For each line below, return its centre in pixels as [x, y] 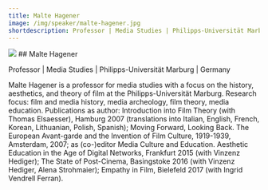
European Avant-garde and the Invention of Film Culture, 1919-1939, [120, 136]
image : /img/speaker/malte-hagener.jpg [75, 23]
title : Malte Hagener [44, 16]
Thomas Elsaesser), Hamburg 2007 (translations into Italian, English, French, [134, 119]
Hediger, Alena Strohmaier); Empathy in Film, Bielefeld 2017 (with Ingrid [126, 170]
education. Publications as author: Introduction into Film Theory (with [122, 111]
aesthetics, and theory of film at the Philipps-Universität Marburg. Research [132, 93]
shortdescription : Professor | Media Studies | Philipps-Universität [126, 30]
